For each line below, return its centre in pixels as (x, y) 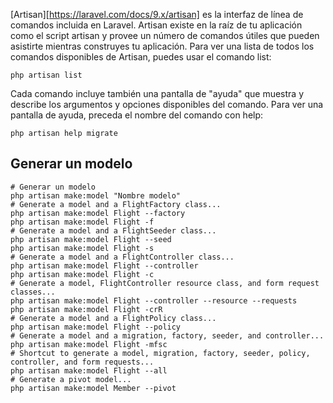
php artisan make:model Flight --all (89, 370)
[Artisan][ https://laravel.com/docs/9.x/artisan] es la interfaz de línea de (157, 14)
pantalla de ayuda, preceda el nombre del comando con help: (137, 115)
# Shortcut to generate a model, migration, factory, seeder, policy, (160, 353)
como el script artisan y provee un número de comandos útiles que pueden (165, 35)
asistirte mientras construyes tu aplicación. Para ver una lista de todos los (162, 46)
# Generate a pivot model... (71, 379)
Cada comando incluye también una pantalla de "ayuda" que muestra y (157, 93)
